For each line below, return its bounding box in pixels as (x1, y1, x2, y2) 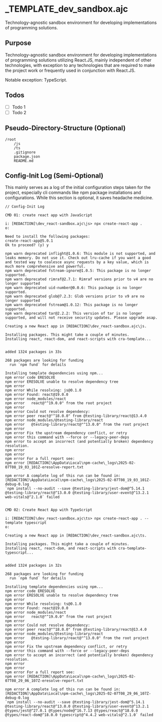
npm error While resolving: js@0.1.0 (5, 388, 82, 393)
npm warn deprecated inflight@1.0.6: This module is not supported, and (5, 251, 156, 256)
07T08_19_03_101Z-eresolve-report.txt (5, 465, 84, 470)
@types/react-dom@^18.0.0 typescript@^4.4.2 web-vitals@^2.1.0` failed (5, 713, 153, 718)
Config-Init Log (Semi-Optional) (5, 171, 104, 180)
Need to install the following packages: (5, 234, 90, 239)
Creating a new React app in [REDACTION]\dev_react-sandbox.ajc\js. (5, 324, 147, 329)
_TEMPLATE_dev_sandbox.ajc (5, 3, 128, 15)
